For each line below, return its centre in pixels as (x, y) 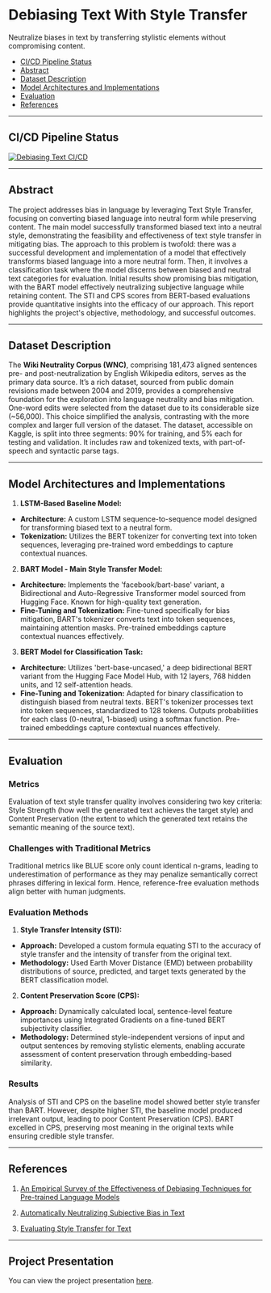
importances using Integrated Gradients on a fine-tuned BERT (123, 1020)
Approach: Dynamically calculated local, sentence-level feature (126, 1012)
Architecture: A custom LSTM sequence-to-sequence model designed (138, 519)
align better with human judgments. (67, 892)
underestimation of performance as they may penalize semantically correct (133, 874)
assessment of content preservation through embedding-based (126, 1054)
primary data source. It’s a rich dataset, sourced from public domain (121, 382)
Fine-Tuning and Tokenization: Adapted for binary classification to (131, 694)
